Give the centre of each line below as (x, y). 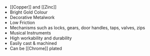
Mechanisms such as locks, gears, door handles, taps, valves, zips (77, 28)
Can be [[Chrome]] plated (36, 48)
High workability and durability (41, 38)
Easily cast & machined (33, 43)
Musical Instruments (30, 33)
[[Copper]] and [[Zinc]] (33, 7)
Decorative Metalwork (32, 17)
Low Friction (22, 22)
